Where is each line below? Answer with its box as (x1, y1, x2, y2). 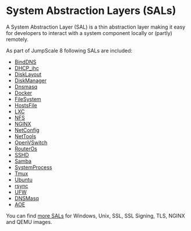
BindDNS (14, 58, 37, 65)
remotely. (6, 36, 29, 43)
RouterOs (14, 145, 38, 152)
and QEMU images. (6, 218, 52, 225)
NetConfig (14, 127, 40, 134)
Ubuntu (14, 176, 33, 183)
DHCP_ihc (14, 64, 39, 71)
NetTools (14, 132, 37, 139)
